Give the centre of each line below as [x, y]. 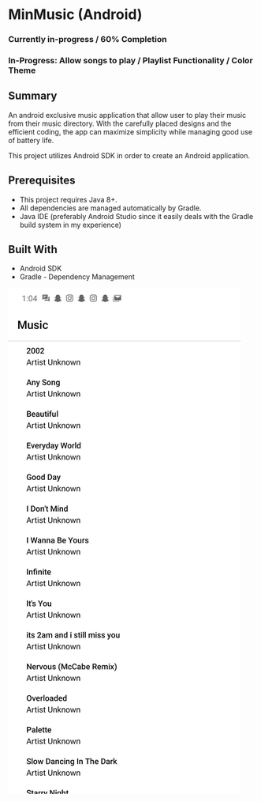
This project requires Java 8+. [69, 199]
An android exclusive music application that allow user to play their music [127, 115]
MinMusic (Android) [75, 15]
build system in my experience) [71, 225]
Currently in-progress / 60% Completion [88, 40]
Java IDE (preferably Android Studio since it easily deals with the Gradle [136, 216]
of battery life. [31, 140]
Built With [33, 250]
